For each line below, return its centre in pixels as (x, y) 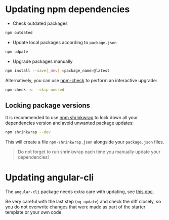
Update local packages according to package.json (65, 42)
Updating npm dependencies (68, 9)
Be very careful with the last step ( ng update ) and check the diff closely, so (83, 202)
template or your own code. (34, 212)
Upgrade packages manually (43, 61)
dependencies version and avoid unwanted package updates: (70, 123)
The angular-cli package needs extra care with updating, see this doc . (80, 192)
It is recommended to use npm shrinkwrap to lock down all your (72, 118)
